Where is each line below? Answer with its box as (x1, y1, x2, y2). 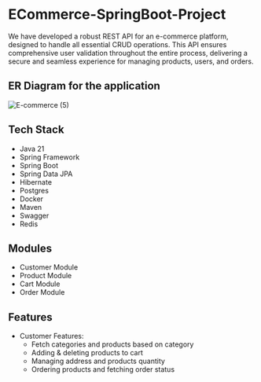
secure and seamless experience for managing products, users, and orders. (8, 57, 254, 66)
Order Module (19, 288, 65, 297)
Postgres (19, 185, 50, 195)
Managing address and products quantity (31, 356, 165, 366)
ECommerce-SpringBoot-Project (8, 6, 226, 24)
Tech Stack (8, 123, 64, 137)
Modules (8, 241, 53, 255)
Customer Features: (19, 332, 84, 341)
